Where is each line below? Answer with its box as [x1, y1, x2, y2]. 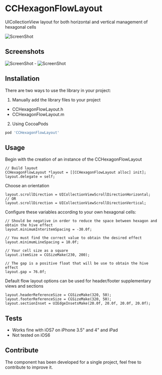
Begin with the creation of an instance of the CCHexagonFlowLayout [5, 156, 142, 163]
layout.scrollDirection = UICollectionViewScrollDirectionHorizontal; [5, 192, 151, 197]
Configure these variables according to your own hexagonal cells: [5, 209, 137, 215]
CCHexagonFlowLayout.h [12, 106, 64, 112]
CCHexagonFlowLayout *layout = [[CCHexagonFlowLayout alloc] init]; [5, 170, 146, 175]
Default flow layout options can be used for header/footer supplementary [5, 278, 151, 284]
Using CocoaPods [12, 121, 49, 127]
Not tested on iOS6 [12, 332, 50, 338]
